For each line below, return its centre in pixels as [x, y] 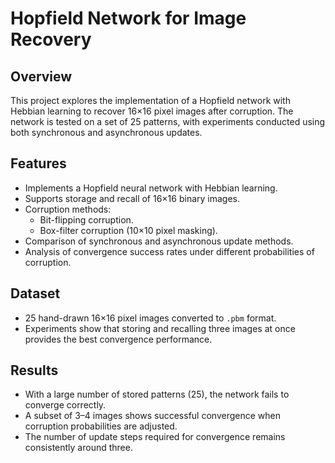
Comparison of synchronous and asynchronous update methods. [159, 241]
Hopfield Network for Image [128, 18]
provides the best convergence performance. [118, 339]
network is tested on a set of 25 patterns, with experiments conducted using [168, 121]
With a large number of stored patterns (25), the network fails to [157, 394]
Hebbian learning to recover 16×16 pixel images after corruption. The [152, 111]
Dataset [35, 293]
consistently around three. [78, 448]
